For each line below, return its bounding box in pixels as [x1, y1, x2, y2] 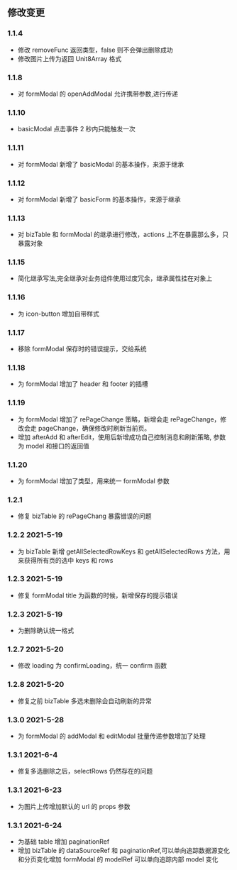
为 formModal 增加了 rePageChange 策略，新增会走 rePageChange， [17, 414, 221, 424]
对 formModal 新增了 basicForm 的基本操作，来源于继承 [17, 194, 181, 204]
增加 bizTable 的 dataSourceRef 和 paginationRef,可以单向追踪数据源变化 [17, 846, 231, 854]
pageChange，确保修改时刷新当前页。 [38, 424, 151, 432]
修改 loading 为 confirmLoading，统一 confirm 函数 [17, 661, 167, 670]
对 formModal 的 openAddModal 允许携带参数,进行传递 [17, 89, 179, 98]
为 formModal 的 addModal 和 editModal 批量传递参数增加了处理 [17, 732, 206, 740]
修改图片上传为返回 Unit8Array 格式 [17, 54, 122, 62]
